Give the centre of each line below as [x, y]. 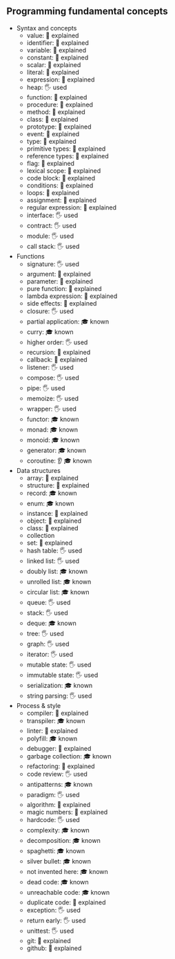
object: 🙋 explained [54, 521]
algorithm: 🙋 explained [59, 804]
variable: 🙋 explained [56, 50]
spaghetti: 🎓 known [56, 850]
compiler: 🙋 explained [58, 713]
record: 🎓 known [52, 493]
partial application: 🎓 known [68, 322]
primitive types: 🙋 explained [66, 149]
